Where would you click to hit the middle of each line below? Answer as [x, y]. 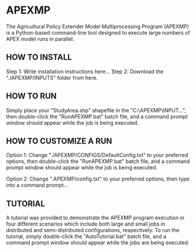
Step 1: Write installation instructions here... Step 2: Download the [85, 71]
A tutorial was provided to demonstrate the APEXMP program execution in [95, 218]
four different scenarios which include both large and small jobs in [86, 224]
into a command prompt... [37, 185]
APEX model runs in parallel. [40, 39]
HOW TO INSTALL [39, 57]
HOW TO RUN [31, 96]
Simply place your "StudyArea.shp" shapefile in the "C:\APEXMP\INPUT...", [96, 110]
